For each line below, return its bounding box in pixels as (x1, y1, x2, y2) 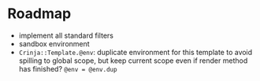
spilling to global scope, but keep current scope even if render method (18, 56, 248, 65)
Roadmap (7, 5, 72, 23)
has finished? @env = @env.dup (18, 64, 117, 73)
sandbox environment (18, 39, 90, 48)
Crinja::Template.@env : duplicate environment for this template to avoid (18, 47, 253, 57)
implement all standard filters (18, 31, 113, 40)
